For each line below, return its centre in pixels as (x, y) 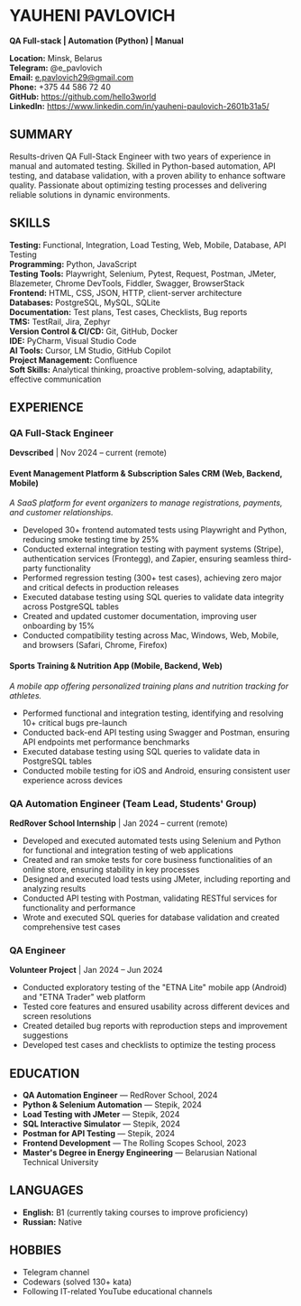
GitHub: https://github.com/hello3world (83, 97)
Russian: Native (52, 1222)
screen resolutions (57, 1016)
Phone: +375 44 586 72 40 (60, 87)
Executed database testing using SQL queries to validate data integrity (153, 597)
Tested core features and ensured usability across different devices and (156, 1006)
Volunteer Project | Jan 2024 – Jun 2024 (87, 970)
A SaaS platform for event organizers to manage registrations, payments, (146, 503)
